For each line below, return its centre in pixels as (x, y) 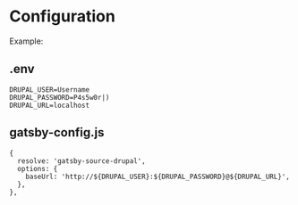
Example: (26, 41)
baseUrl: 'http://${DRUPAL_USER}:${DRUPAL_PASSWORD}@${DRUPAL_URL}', (158, 176)
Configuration (63, 16)
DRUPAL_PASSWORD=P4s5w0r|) (60, 97)
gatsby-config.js (57, 132)
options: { (38, 168)
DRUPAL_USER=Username (50, 90)
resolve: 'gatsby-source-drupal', (81, 161)
